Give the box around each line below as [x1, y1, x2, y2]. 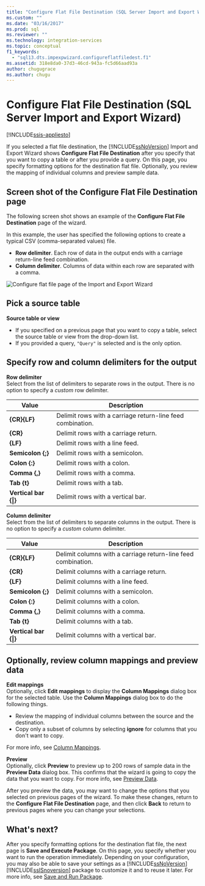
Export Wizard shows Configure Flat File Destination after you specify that [6, 149, 195, 157]
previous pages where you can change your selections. [6, 806, 146, 814]
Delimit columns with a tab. [56, 617, 133, 625]
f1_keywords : [6, 49, 40, 55]
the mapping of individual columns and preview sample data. [6, 169, 160, 176]
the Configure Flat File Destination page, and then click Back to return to [6, 800, 191, 808]
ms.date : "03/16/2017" [6, 20, 64, 26]
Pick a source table [6, 298, 81, 309]
